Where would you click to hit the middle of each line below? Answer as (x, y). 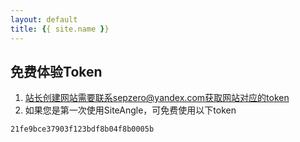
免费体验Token (56, 71)
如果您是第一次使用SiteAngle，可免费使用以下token (130, 110)
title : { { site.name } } (60, 29)
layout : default (44, 19)
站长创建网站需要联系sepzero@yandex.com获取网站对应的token (157, 98)
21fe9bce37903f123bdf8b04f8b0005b (82, 129)
